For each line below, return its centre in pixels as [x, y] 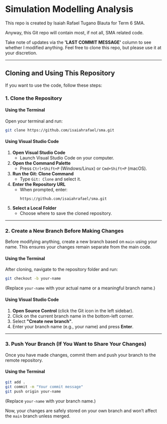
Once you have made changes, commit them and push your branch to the [81, 355]
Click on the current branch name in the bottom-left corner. [73, 316]
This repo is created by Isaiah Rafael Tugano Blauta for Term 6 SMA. [75, 23]
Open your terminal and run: [34, 121]
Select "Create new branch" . [42, 321]
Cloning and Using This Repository [60, 73]
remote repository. [24, 360]
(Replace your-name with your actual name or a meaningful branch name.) [80, 288]
